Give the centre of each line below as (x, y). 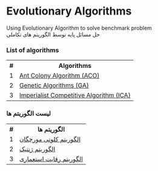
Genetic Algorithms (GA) (54, 85)
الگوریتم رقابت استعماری (51, 159)
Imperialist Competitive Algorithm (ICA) (75, 95)
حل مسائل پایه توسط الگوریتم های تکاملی (53, 34)
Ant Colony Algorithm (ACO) (59, 76)
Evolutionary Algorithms (69, 11)
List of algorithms (33, 50)
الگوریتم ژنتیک (37, 149)
